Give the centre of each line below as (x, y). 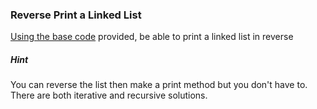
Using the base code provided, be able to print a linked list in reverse (152, 37)
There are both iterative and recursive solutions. (109, 95)
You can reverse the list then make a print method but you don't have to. (159, 85)
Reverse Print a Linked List (76, 15)
